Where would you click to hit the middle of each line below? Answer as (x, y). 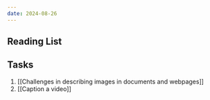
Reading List (35, 42)
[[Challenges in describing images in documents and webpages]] (111, 81)
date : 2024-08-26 (32, 13)
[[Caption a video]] (44, 89)
